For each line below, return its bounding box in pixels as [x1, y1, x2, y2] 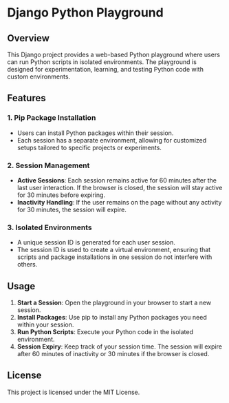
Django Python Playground [7, 5, 164, 21]
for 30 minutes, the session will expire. [17, 205, 127, 214]
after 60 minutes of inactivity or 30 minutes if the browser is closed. [17, 350, 210, 358]
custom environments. [7, 72, 71, 81]
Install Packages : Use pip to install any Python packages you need [17, 313, 208, 322]
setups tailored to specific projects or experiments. [17, 143, 162, 152]
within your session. [17, 320, 74, 329]
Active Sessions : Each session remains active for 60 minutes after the [17, 176, 217, 184]
